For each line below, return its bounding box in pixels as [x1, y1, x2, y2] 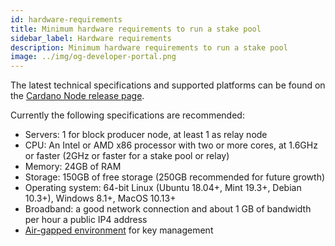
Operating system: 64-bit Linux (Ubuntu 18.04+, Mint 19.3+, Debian [24, 182, 302, 194]
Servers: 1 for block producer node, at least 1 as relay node [24, 129, 268, 141]
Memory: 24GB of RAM [24, 161, 122, 173]
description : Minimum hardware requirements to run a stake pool [10, 42, 288, 53]
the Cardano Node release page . [10, 90, 145, 102]
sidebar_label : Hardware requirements [10, 33, 172, 43]
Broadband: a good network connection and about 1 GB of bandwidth [24, 203, 312, 215]
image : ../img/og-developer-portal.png [10, 52, 177, 62]
